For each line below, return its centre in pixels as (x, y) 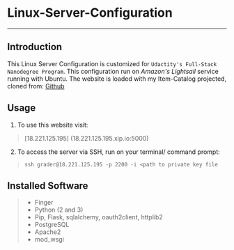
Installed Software (48, 186)
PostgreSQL (52, 225)
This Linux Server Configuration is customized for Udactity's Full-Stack (112, 63)
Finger (44, 203)
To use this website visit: (53, 125)
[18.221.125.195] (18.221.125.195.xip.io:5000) (86, 138)
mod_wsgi (49, 240)
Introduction (35, 47)
